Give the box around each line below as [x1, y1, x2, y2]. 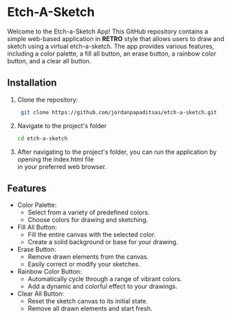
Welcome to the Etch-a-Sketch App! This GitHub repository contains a [7, 27, 209, 35]
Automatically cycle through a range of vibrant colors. [27, 275, 182, 283]
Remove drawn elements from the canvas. [27, 253, 150, 261]
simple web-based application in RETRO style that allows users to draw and [7, 34, 225, 42]
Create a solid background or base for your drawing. [27, 238, 179, 246]
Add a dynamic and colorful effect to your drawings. [27, 283, 177, 291]
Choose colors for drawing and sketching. [27, 216, 148, 224]
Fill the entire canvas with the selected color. [27, 230, 156, 239]
